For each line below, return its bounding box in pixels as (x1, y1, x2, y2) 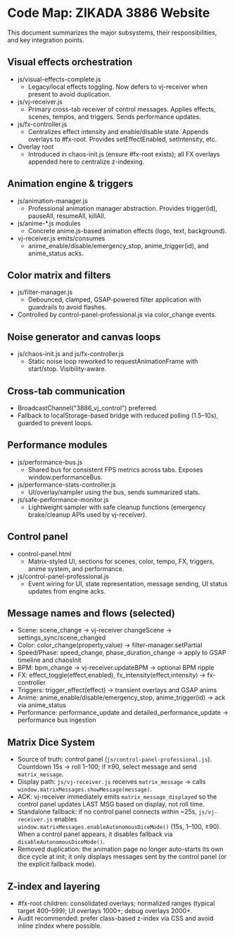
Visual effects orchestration (7, 56, 133, 68)
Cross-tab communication (7, 385, 125, 397)
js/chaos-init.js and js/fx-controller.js (17, 350, 125, 358)
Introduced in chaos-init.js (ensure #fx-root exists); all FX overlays (27, 149, 220, 158)
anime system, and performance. (27, 564, 125, 572)
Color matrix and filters (7, 269, 111, 281)
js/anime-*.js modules (17, 219, 81, 227)
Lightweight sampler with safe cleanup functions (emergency (27, 503, 206, 511)
